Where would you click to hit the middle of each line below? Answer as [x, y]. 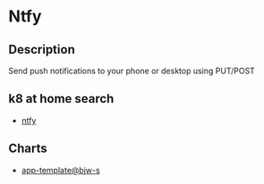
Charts [28, 149]
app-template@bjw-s [60, 170]
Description [42, 50]
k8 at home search [61, 99]
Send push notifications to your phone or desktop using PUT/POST [132, 71]
